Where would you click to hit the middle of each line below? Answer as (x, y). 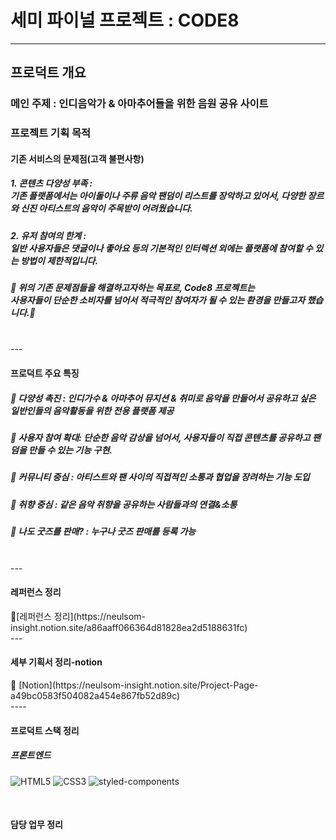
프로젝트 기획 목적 (51, 133)
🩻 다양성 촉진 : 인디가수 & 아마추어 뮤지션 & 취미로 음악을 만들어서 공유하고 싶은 (163, 398)
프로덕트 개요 (48, 72)
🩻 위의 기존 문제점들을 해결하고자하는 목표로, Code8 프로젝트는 (132, 288)
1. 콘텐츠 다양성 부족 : (51, 183)
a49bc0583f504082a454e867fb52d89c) (95, 695)
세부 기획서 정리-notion (56, 662)
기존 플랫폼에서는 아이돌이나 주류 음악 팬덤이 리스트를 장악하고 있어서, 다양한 (158, 196)
